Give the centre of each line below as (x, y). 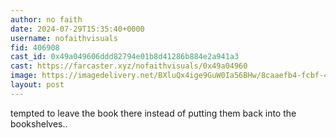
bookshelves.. (39, 123)
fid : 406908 (35, 47)
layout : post (37, 85)
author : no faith (46, 19)
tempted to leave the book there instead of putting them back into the (153, 113)
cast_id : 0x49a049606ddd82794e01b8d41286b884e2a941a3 (125, 57)
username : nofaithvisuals (64, 38)
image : (24, 76)
